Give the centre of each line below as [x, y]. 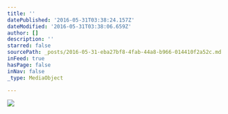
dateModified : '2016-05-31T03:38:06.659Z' [69, 26]
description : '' [30, 39]
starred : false [29, 46]
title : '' [21, 13]
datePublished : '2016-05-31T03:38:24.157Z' [71, 20]
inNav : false [26, 71]
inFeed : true [26, 59]
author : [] [23, 33]
